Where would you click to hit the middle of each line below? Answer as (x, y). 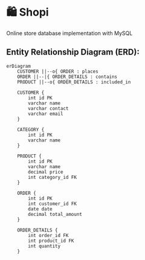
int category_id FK (53, 177)
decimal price (46, 172)
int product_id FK (51, 241)
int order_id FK (48, 235)
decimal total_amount (55, 214)
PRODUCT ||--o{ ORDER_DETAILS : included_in (74, 82)
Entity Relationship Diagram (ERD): (73, 52)
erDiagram (19, 66)
